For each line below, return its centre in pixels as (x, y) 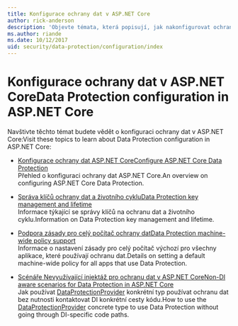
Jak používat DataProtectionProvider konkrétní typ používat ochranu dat (123, 292)
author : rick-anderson (41, 21)
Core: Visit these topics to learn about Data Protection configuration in (109, 139)
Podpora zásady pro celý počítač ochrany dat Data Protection (107, 233)
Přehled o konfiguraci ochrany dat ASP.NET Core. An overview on (113, 175)
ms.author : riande (34, 34)
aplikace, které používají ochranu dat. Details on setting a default (111, 255)
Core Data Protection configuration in (118, 97)
